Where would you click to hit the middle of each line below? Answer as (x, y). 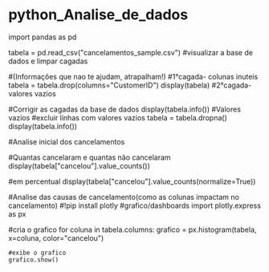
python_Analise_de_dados (98, 15)
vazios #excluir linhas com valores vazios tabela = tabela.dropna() (118, 117)
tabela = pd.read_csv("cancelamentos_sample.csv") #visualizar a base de (130, 52)
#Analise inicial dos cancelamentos (67, 141)
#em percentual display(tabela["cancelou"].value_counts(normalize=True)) (132, 181)
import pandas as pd (43, 37)
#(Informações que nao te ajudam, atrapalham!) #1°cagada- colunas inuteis (133, 76)
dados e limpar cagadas (48, 61)
